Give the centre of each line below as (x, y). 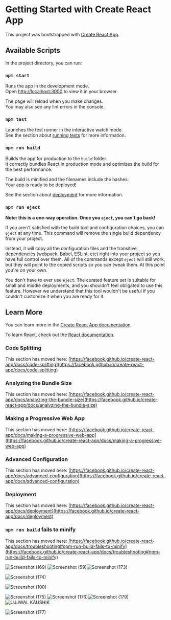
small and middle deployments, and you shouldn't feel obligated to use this (84, 285)
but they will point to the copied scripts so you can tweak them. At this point (85, 264)
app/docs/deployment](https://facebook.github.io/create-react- (72, 511)
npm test (16, 119)
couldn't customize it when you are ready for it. (55, 296)
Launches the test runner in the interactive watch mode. (64, 130)
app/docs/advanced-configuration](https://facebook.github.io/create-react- (86, 475)
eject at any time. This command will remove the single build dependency (83, 233)
